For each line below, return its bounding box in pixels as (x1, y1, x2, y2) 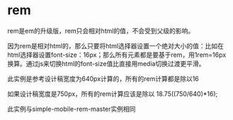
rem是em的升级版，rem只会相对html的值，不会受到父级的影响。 (7, 26, 195, 35)
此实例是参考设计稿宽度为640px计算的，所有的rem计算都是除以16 (7, 74, 200, 83)
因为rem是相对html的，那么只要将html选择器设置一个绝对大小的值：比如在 (7, 41, 225, 50)
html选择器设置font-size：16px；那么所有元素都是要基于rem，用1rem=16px (7, 50, 227, 59)
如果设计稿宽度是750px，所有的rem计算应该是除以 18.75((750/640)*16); (7, 89, 218, 98)
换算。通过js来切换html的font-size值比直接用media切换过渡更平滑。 (7, 59, 205, 67)
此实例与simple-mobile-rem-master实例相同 (7, 104, 136, 113)
